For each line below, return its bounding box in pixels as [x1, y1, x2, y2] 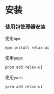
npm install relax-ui [5, 46, 50, 50]
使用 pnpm [5, 55, 23, 61]
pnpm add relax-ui [5, 65, 43, 70]
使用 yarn [5, 75, 23, 81]
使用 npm [5, 36, 21, 42]
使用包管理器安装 [5, 23, 46, 30]
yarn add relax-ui [5, 85, 43, 90]
